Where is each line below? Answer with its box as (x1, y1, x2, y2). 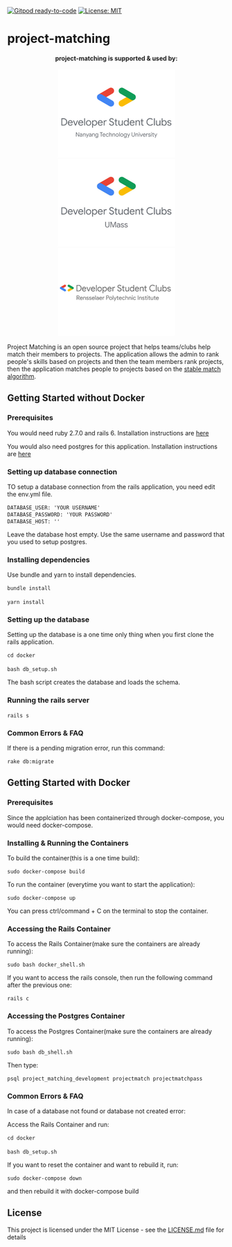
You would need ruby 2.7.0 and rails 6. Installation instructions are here (7, 428, 209, 437)
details (7, 1232, 26, 1241)
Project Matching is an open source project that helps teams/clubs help (7, 342, 211, 351)
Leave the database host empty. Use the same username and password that (7, 530, 225, 539)
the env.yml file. (7, 489, 53, 498)
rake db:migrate (7, 758, 54, 765)
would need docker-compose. (7, 821, 93, 829)
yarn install (7, 599, 45, 606)
